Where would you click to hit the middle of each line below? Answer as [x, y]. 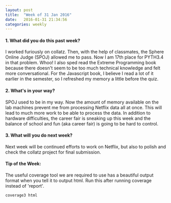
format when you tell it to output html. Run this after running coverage [79, 181]
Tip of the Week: [23, 164]
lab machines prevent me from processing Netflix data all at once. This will [84, 107]
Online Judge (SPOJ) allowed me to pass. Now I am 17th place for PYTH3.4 [84, 57]
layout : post [19, 10]
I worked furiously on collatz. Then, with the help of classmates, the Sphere [85, 52]
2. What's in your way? [30, 91]
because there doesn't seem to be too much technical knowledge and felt [83, 68]
